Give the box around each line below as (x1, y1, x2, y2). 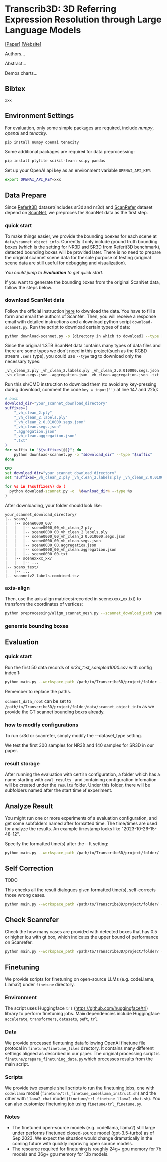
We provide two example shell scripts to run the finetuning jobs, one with (5, 1085, 155, 1091)
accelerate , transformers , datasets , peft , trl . (5, 1016, 99, 1022)
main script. (5, 1061, 30, 1067)
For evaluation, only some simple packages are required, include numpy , (5, 125, 154, 131)
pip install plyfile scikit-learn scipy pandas (5, 158, 106, 163)
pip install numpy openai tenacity (5, 140, 79, 145)
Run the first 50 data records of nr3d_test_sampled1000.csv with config (5, 664, 152, 670)
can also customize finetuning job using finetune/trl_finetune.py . (5, 1101, 143, 1107)
